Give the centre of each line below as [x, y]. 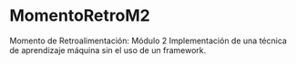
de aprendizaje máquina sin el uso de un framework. [108, 50]
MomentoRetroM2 [80, 16]
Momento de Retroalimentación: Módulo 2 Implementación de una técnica [148, 41]
